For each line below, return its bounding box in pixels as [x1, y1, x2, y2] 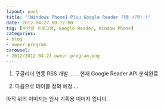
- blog [6, 36, 23, 42]
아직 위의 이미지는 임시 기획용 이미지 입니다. [6, 95, 109, 102]
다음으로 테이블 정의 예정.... [14, 82, 79, 90]
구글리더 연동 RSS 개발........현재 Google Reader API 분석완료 [14, 69, 159, 77]
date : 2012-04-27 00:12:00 [6, 20, 73, 26]
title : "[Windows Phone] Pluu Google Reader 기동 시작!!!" [6, 14, 151, 20]
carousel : [6, 47, 31, 53]
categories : [6, 31, 36, 37]
